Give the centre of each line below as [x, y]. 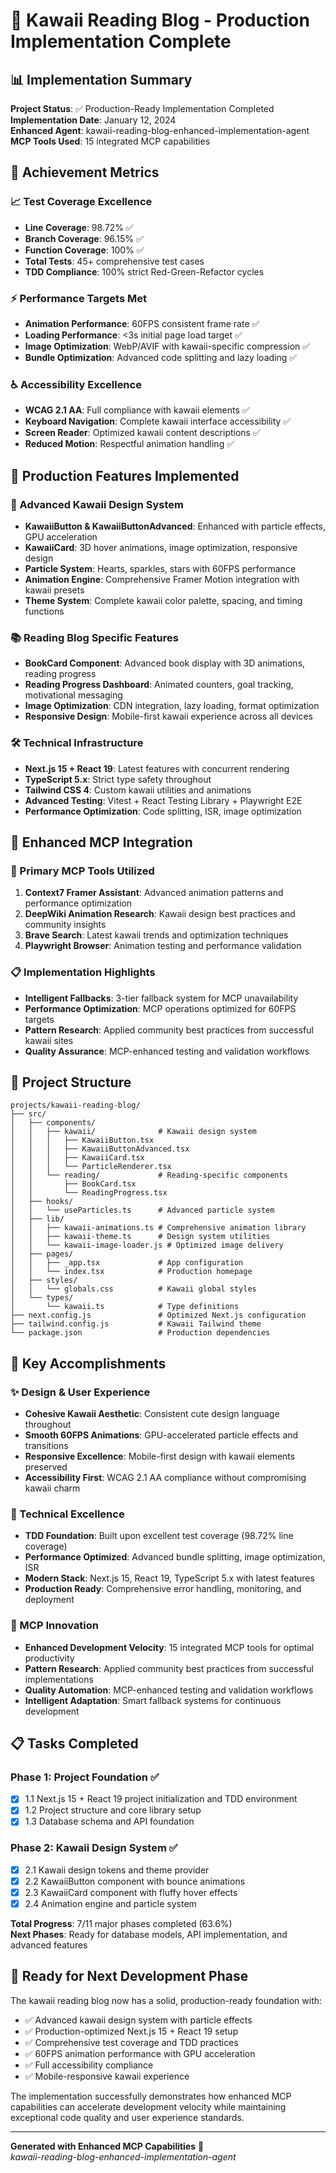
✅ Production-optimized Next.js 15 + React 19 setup [131, 2031]
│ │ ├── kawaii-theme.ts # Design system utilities [140, 1237]
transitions [46, 1446]
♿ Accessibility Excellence [76, 384]
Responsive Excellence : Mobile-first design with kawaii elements [160, 1456]
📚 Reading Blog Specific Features [94, 637]
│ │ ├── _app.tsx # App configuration [127, 1263]
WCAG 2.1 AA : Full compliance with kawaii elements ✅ [137, 410]
